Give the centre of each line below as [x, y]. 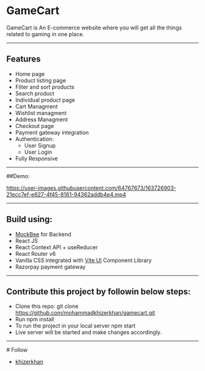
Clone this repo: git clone [47, 306]
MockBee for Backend [43, 234]
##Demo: [18, 176]
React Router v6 [35, 253]
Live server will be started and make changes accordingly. [88, 332]
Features [23, 59]
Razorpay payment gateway [50, 266]
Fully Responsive [36, 158]
